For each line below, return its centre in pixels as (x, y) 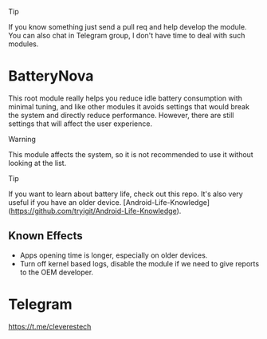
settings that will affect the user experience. (80, 124)
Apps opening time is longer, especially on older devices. (114, 255)
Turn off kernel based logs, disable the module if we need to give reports (139, 263)
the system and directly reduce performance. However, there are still (121, 115)
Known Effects (45, 236)
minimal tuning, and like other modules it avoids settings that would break (129, 106)
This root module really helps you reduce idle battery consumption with (126, 98)
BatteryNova (51, 76)
